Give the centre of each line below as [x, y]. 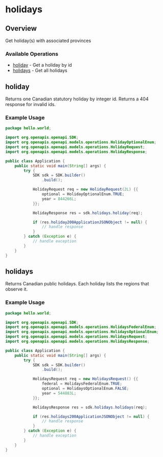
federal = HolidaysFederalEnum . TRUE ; [82, 384]
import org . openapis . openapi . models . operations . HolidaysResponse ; [77, 342]
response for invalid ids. [31, 105]
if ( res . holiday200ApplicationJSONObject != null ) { [90, 222]
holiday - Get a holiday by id [42, 65]
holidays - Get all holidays [40, 71]
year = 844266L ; [59, 199]
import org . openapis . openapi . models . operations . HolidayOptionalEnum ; [81, 142]
